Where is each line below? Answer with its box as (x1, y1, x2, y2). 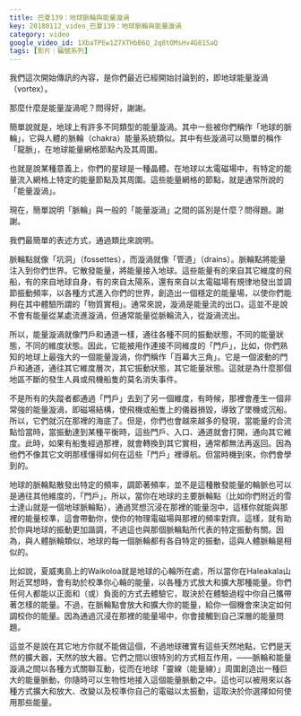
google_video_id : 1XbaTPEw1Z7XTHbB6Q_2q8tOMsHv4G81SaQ (9, 38, 219, 48)
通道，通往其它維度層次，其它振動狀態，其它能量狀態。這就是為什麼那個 (24, 362, 292, 373)
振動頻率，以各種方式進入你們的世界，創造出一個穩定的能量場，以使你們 (16, 288, 284, 299)
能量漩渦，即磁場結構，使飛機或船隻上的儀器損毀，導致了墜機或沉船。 (32, 405, 292, 415)
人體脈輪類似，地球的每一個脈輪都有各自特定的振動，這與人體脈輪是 (32, 536, 284, 546)
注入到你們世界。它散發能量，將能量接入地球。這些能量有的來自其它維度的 (9, 266, 284, 276)
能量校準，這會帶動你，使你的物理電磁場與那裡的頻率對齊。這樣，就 (24, 513, 276, 524)
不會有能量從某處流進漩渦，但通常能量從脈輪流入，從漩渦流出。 (9, 310, 245, 321)
